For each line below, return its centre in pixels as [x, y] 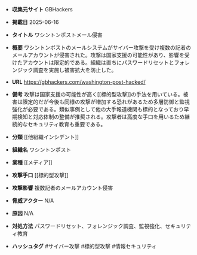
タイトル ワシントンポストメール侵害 [57, 35]
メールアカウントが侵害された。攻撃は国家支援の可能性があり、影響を [98, 55]
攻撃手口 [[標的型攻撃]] [40, 175]
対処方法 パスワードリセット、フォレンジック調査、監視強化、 [88, 226]
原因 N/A [23, 213]
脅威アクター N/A [33, 201]
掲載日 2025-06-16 [35, 22]
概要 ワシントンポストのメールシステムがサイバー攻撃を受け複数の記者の [101, 48]
